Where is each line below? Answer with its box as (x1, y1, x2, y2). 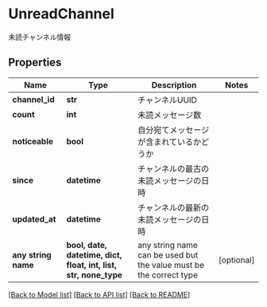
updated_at (12, 213, 56, 224)
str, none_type (66, 269, 123, 280)
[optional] (218, 254, 255, 266)
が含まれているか (137, 136, 202, 148)
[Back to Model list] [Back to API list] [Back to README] (8, 289, 191, 299)
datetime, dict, (66, 249, 122, 260)
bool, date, (66, 239, 107, 250)
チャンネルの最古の (137, 163, 210, 174)
